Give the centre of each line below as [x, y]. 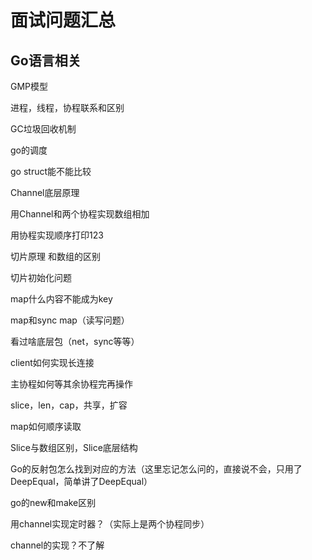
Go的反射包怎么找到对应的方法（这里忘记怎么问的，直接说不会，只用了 [156, 469]
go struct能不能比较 [51, 171]
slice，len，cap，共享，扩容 [69, 405]
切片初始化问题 [41, 277]
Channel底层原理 [45, 192]
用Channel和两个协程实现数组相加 [80, 214]
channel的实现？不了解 [57, 545]
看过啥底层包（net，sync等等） [75, 341]
